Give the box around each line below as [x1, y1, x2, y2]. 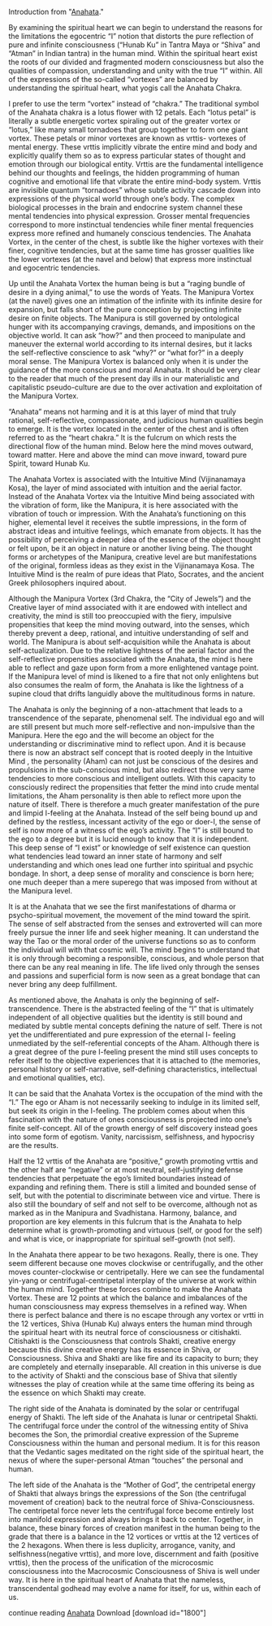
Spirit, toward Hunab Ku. [8, 459, 91, 468]
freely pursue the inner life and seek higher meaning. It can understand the [8, 928, 260, 937]
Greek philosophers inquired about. [8, 578, 127, 588]
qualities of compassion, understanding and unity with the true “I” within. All [8, 66, 262, 76]
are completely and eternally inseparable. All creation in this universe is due [8, 1362, 261, 1372]
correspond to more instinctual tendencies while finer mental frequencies [8, 220, 254, 229]
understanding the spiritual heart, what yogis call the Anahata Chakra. [8, 83, 242, 93]
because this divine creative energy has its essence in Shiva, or [8, 1345, 222, 1354]
